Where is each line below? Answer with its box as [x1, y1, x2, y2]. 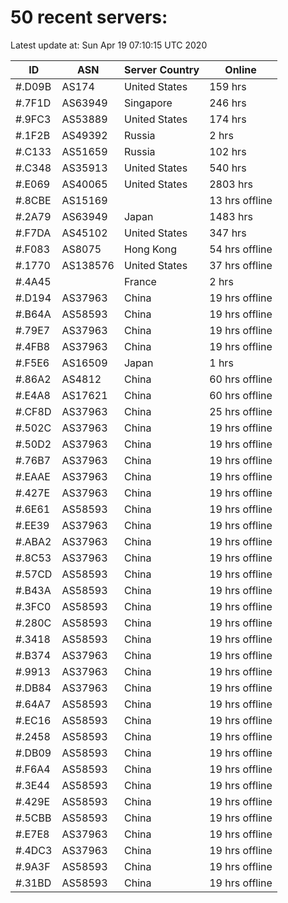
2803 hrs [209, 177, 253, 191]
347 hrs [209, 226, 247, 240]
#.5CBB [15, 811, 52, 825]
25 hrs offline [209, 404, 273, 418]
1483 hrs [209, 209, 253, 223]
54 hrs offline [209, 242, 273, 256]
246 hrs [209, 96, 247, 110]
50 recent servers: [10, 6, 168, 29]
